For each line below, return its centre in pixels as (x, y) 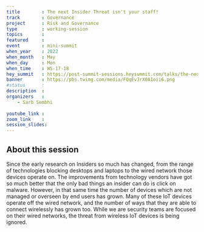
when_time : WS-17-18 (38, 68)
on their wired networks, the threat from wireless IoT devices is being (93, 216)
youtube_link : (25, 114)
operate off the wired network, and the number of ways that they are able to (101, 203)
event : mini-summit (42, 46)
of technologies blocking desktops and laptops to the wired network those (99, 170)
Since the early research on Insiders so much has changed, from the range (100, 164)
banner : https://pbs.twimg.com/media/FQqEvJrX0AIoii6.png (90, 80)
